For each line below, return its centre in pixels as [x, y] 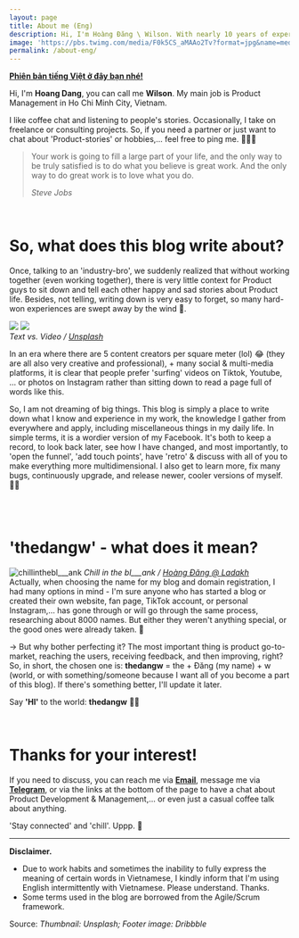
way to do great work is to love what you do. [112, 176]
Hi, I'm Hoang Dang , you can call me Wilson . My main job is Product [135, 94]
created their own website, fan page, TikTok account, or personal [129, 601]
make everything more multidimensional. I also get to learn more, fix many [145, 466]
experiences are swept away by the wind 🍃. [106, 309]
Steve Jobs [52, 193]
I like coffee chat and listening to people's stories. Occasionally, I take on [142, 120]
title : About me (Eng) [51, 26]
